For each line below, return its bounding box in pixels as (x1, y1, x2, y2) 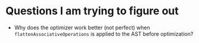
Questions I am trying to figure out (5, 4, 179, 18)
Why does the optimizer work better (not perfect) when (14, 24, 150, 31)
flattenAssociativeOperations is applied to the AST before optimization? (14, 30, 194, 37)
